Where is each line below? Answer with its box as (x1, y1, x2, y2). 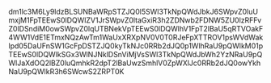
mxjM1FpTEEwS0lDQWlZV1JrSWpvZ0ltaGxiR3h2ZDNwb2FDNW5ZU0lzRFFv (8, 15, 262, 25)
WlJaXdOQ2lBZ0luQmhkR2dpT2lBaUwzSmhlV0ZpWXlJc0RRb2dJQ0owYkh (8, 58, 261, 68)
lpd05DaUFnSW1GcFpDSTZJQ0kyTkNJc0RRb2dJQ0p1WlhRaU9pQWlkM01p (8, 41, 264, 51)
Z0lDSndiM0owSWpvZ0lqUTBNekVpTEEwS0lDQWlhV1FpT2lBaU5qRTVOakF (8, 24, 264, 33)
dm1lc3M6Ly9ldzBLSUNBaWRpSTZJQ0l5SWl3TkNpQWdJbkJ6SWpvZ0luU (8, 7, 259, 16)
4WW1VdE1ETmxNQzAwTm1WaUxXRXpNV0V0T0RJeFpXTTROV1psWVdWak (8, 32, 264, 42)
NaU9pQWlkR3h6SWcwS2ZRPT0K (8, 67, 125, 76)
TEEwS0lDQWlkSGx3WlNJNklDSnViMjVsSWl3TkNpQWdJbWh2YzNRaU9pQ (8, 50, 263, 59)
